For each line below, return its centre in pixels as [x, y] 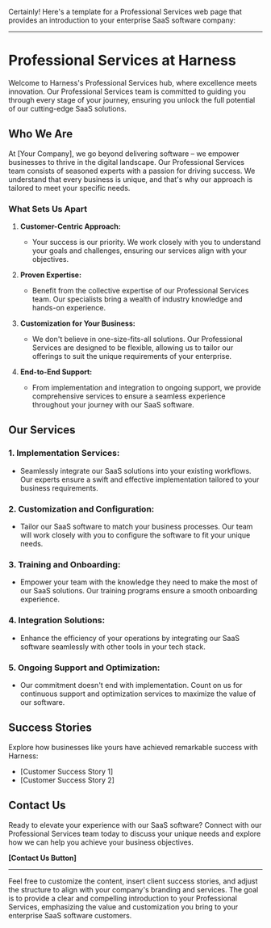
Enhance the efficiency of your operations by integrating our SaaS [130, 638]
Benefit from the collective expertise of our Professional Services [140, 291]
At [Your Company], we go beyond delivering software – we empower [124, 154]
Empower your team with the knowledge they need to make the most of [139, 582]
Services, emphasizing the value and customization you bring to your [123, 907]
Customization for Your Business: [77, 323]
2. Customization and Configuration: [81, 508]
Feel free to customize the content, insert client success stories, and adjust [133, 881]
